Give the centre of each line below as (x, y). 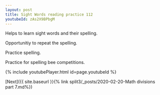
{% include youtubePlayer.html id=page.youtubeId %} (61, 72)
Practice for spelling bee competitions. (45, 62)
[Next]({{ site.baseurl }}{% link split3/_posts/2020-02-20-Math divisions (80, 82)
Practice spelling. (23, 52)
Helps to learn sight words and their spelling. (51, 33)
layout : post (19, 10)
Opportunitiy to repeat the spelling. (41, 43)
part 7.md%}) (19, 87)
